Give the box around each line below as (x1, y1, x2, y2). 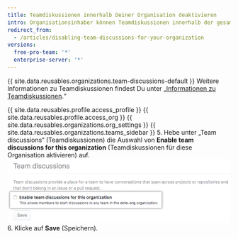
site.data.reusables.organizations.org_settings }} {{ (7, 121, 156, 129)
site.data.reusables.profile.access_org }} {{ (7, 113, 132, 121)
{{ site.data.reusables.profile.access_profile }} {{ (7, 105, 149, 113)
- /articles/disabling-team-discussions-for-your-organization (13, 34, 204, 41)
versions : (7, 41, 37, 49)
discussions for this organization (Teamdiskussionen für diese (7, 143, 193, 152)
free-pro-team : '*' (13, 49, 72, 56)
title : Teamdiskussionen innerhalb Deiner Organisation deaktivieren (7, 11, 217, 18)
